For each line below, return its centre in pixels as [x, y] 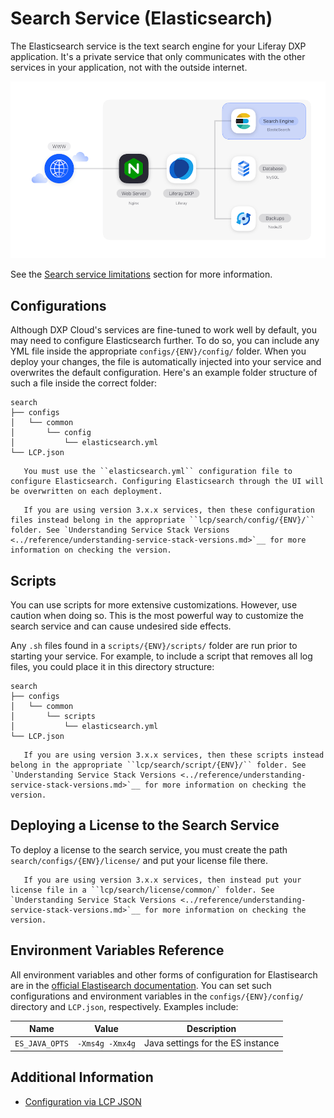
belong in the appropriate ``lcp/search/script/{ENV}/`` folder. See [158, 765]
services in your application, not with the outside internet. [129, 67]
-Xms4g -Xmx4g [106, 1044]
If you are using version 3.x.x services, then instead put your [162, 880]
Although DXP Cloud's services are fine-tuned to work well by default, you [163, 330]
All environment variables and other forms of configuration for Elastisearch [164, 974]
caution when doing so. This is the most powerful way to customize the [157, 616]
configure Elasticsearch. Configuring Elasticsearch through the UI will [167, 482]
